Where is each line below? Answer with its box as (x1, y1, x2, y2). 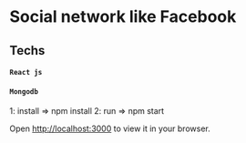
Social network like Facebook (9, 6, 237, 27)
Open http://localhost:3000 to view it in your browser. (9, 123, 211, 134)
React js (9, 68, 43, 77)
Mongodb (9, 87, 39, 97)
